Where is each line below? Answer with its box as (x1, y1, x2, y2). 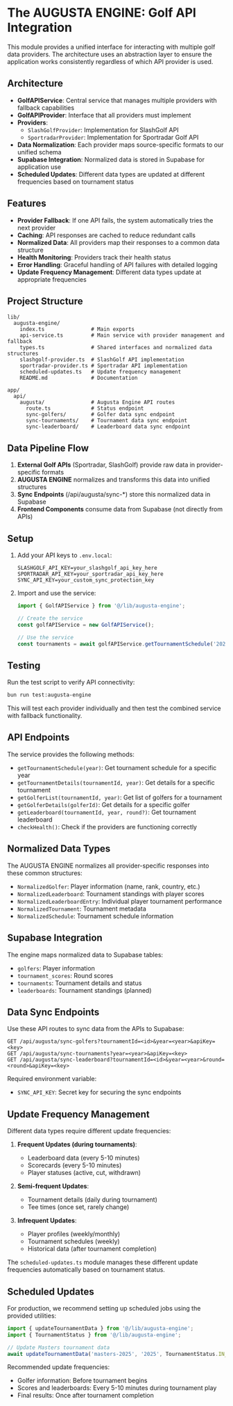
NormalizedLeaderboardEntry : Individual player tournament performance (17, 897, 223, 905)
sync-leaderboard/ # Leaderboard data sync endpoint (25, 423, 191, 431)
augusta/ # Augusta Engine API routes (19, 399, 175, 406)
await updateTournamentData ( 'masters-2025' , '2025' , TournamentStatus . (7, 1350, 218, 1357)
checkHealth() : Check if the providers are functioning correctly (17, 822, 198, 831)
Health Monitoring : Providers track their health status (17, 253, 171, 262)
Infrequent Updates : (17, 1216, 77, 1225)
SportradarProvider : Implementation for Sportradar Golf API (27, 133, 199, 141)
